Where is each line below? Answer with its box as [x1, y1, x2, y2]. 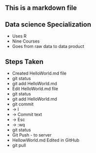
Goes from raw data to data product [12, 44, 84, 49]
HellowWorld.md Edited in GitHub [12, 138, 79, 143]
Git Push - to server [12, 132, 52, 138]
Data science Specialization [5, 20, 92, 29]
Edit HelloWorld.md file [12, 86, 58, 92]
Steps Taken [5, 58, 44, 66]
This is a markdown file [5, 4, 77, 12]
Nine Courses [12, 38, 40, 44]
